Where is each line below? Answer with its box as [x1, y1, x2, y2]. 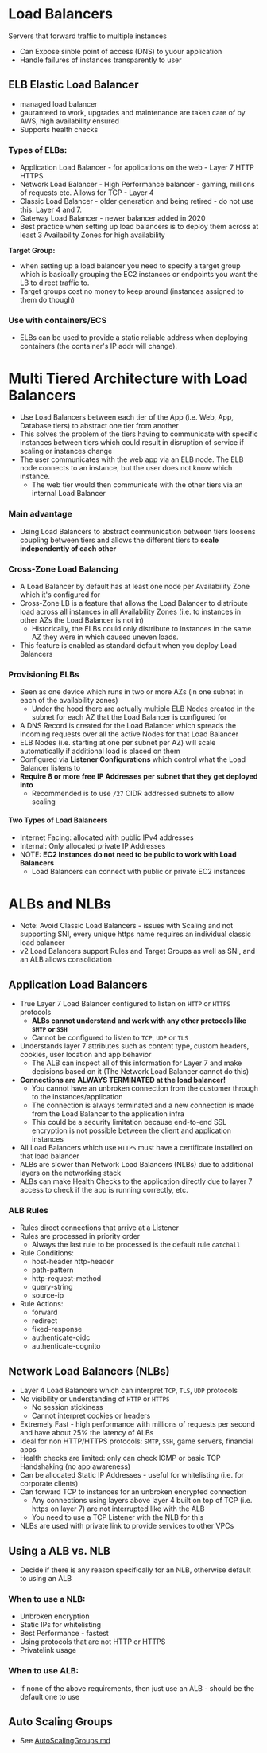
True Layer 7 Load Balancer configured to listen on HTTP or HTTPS [19, 999, 230, 1009]
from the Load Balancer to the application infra [31, 1109, 185, 1119]
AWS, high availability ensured [19, 116, 120, 126]
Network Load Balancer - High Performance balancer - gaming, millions [19, 180, 256, 189]
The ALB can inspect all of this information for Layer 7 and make [31, 1058, 242, 1068]
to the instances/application [31, 1092, 123, 1102]
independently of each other [19, 543, 117, 553]
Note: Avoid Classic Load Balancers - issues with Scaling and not [19, 921, 234, 931]
